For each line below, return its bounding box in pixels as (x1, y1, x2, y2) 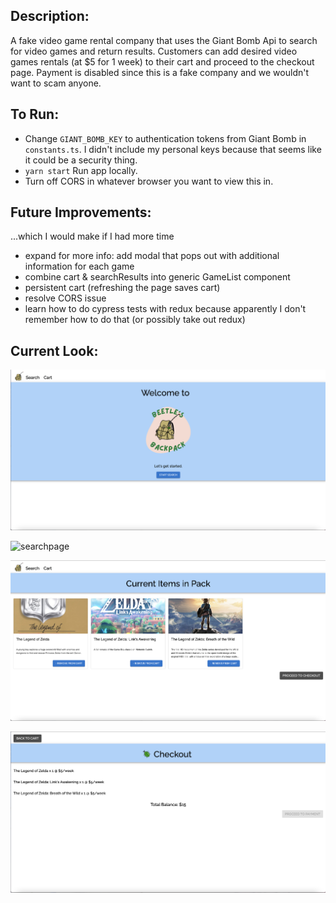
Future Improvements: (10, 204, 152, 221)
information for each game (24, 260, 135, 273)
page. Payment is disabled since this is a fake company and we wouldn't (10, 66, 310, 78)
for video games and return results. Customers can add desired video (10, 45, 298, 57)
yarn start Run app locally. (24, 164, 138, 176)
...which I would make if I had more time (10, 230, 175, 243)
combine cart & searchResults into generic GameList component (24, 271, 291, 283)
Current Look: (10, 342, 99, 359)
